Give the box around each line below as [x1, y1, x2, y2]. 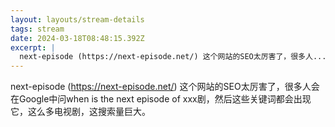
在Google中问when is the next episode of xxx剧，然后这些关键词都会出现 [10, 93, 312, 105]
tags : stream [10, 24, 65, 34]
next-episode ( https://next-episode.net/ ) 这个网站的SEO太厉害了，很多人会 [10, 81, 320, 93]
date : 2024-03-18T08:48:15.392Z [10, 33, 145, 43]
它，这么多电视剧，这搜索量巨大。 [10, 106, 151, 118]
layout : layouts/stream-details [10, 14, 145, 25]
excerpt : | [10, 42, 56, 53]
